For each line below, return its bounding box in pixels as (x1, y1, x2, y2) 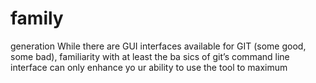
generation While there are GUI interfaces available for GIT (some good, (10, 40, 307, 52)
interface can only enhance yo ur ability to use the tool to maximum (10, 61, 288, 73)
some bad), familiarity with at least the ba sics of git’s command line (10, 50, 290, 62)
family (10, 7, 64, 30)
